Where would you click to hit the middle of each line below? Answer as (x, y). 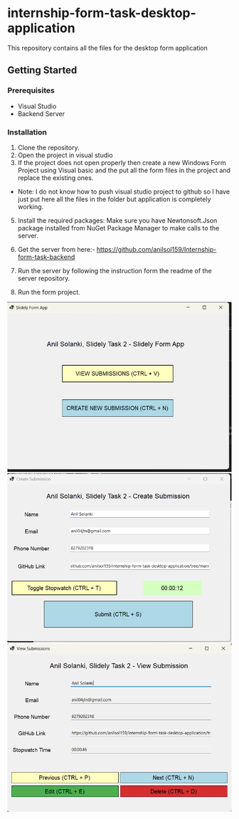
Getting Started (42, 70)
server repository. (44, 278)
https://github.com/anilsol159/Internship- (156, 249)
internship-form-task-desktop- (102, 13)
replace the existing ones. (55, 178)
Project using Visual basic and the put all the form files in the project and (124, 170)
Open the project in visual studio (65, 155)
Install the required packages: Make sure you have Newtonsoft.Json (117, 220)
